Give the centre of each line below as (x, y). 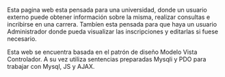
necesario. (22, 39)
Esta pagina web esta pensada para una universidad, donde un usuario (107, 10)
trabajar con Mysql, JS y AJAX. (51, 66)
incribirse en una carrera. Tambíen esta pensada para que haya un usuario (112, 24)
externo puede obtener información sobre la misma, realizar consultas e (109, 17)
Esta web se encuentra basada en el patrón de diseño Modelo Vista (102, 52)
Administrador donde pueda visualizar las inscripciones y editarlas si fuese (113, 31)
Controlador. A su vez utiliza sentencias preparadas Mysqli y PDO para (107, 59)
